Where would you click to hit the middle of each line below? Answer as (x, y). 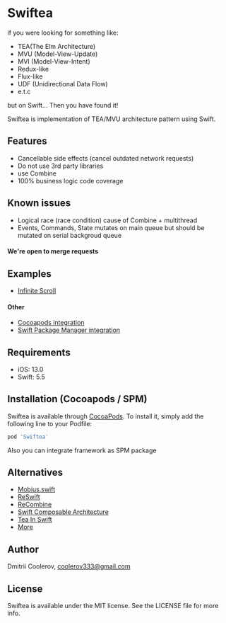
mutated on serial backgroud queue (70, 235)
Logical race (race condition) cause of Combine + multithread (107, 220)
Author (23, 549)
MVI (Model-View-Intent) (54, 61)
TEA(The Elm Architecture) (56, 46)
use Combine (37, 173)
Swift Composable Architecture (63, 512)
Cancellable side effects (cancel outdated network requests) (106, 158)
